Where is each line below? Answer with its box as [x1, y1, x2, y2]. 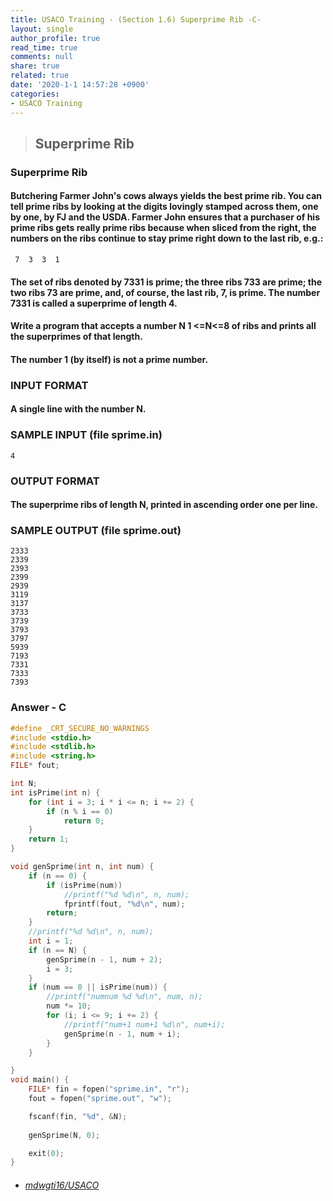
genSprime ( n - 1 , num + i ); [63, 1029, 182, 1039]
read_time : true [10, 42, 78, 53]
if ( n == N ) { [28, 945, 87, 955]
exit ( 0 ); [28, 1148, 65, 1158]
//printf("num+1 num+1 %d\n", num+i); [63, 1019, 226, 1030]
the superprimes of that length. [10, 331, 143, 343]
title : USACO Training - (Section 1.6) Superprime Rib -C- [10, 14, 262, 25]
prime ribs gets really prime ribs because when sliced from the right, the [10, 222, 317, 234]
